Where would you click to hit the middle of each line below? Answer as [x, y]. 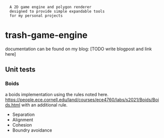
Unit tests [20, 70]
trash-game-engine [46, 35]
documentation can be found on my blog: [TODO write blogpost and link [79, 49]
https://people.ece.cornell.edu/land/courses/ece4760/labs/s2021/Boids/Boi [82, 100]
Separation [23, 114]
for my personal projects [36, 16]
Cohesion [22, 125]
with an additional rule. [44, 105]
